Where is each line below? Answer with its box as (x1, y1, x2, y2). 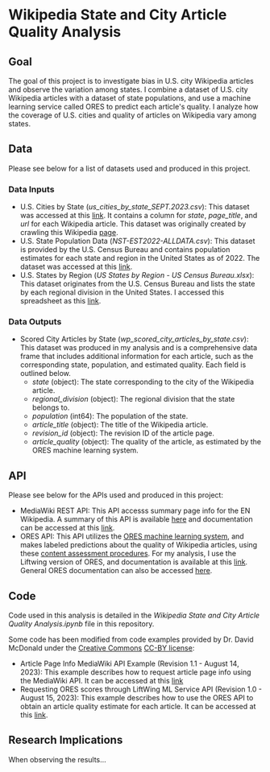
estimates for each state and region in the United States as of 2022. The (19, 254, 260, 263)
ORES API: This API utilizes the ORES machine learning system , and (19, 531, 244, 541)
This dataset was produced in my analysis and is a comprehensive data (19, 343, 258, 353)
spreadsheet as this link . (19, 296, 102, 306)
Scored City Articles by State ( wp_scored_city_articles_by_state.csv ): (19, 334, 249, 344)
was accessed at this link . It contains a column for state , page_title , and (19, 211, 258, 221)
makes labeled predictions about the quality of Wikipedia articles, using (19, 540, 258, 550)
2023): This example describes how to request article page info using (19, 667, 251, 677)
